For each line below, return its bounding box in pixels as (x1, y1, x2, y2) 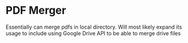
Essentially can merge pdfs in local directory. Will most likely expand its (5, 23, 183, 30)
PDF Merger (5, 4, 67, 17)
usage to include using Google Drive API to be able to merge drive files (5, 29, 181, 36)
